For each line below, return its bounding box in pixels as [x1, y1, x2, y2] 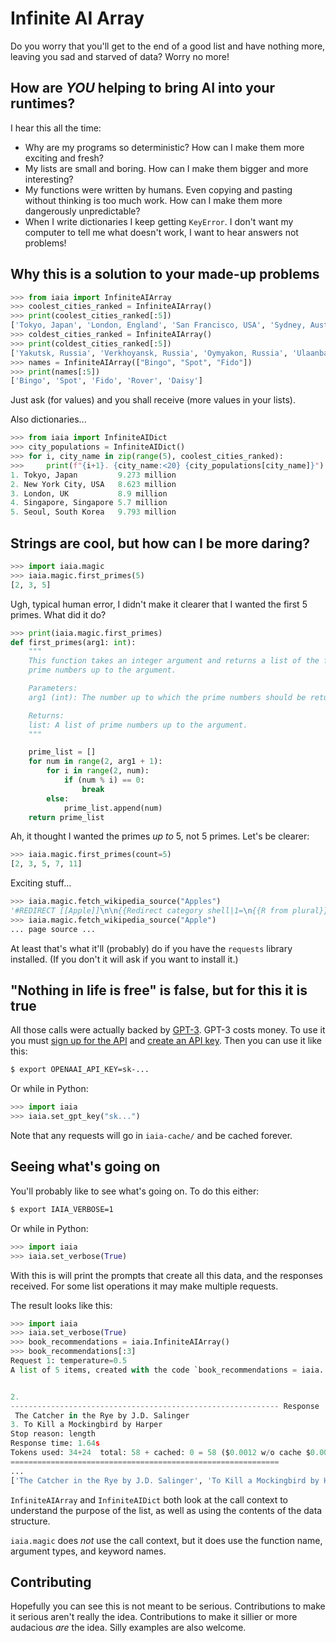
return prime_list [28, 812, 105, 822]
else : [46, 793, 70, 804]
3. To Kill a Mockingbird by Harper [10, 1420, 163, 1430]
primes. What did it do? [10, 608, 107, 621]
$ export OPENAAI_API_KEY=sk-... [10, 1065, 150, 1075]
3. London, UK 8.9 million [10, 488, 168, 499]
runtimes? [10, 95, 76, 112]
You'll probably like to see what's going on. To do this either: [10, 1185, 260, 1197]
